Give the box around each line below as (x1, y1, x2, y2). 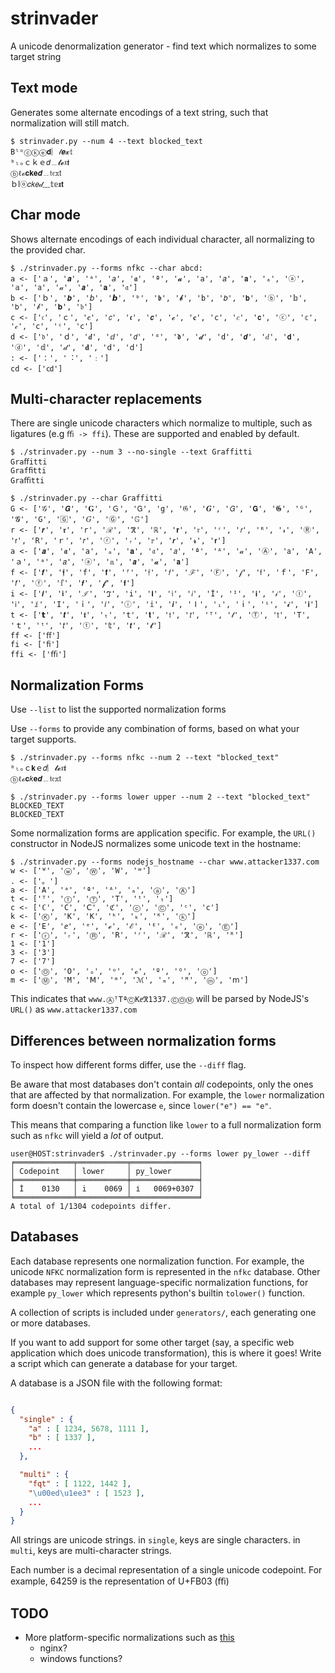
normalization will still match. (10, 117, 130, 129)
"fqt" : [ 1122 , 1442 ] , (28, 1478, 132, 1489)
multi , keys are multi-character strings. (10, 1545, 172, 1557)
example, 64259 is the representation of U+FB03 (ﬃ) (10, 1575, 230, 1587)
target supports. (10, 733, 77, 746)
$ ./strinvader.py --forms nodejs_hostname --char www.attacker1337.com (10, 857, 320, 867)
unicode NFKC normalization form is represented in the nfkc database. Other (10, 1265, 321, 1277)
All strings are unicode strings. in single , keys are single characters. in (10, 1534, 301, 1546)
